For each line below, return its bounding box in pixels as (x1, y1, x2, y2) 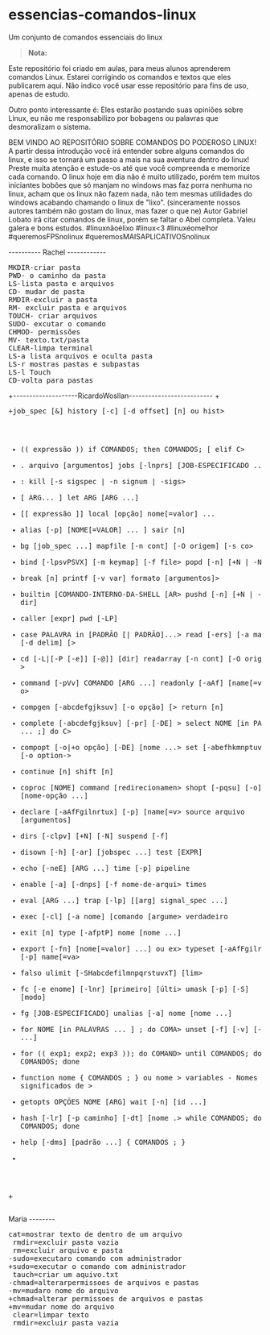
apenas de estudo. (8, 89, 71, 98)
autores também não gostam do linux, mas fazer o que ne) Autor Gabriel (8, 205, 247, 215)
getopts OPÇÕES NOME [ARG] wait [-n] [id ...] (19, 1097, 207, 1106)
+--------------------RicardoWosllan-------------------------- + (8, 391, 220, 400)
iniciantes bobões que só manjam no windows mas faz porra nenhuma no (8, 180, 253, 190)
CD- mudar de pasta (8, 287, 85, 296)
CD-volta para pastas (8, 375, 94, 384)
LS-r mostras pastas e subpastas (8, 359, 141, 368)
